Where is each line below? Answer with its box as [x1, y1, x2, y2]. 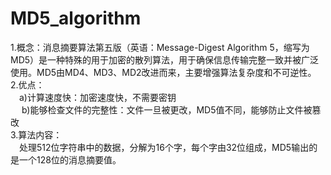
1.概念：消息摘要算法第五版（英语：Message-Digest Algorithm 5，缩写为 [10, 41, 310, 53]
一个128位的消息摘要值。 [18, 153, 122, 166]
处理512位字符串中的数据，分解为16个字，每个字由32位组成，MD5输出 [19, 141, 310, 153]
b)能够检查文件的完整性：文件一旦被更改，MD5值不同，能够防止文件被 [21, 103, 313, 116]
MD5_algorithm [10, 7, 142, 30]
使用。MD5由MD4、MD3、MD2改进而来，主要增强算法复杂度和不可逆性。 [10, 66, 317, 78]
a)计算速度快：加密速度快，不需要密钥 [19, 91, 177, 103]
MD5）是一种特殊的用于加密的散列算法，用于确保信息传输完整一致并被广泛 [10, 53, 320, 66]
